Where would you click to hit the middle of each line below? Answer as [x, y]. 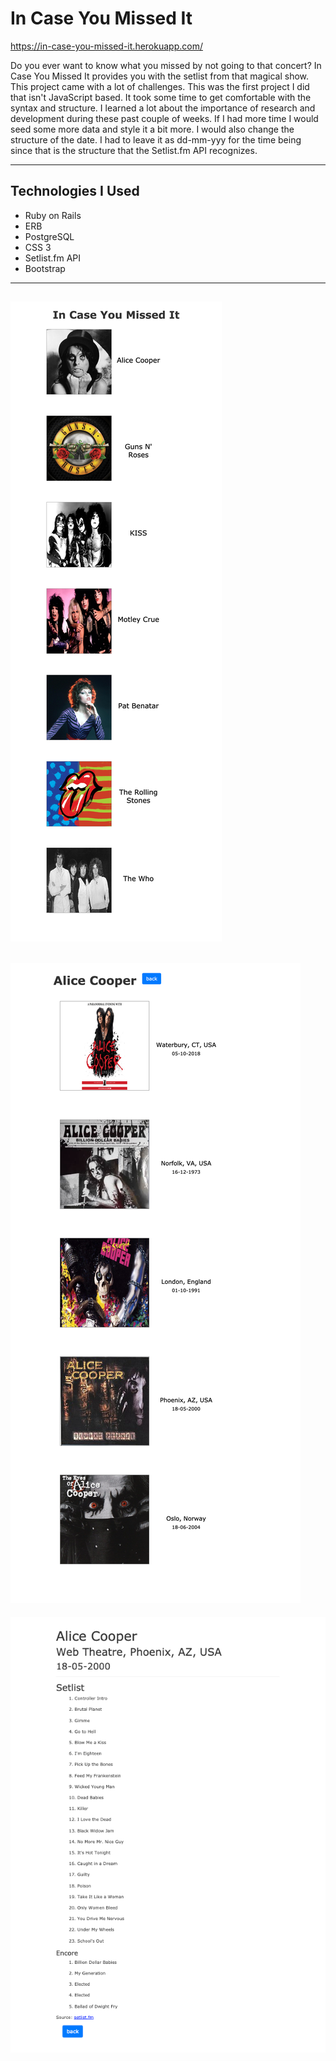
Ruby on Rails [53, 215]
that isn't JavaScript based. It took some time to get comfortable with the [161, 97]
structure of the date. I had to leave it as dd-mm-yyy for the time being [156, 139]
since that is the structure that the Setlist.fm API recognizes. [134, 150]
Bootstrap [45, 268]
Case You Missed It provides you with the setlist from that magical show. [160, 76]
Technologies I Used [75, 191]
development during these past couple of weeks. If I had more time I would [164, 118]
